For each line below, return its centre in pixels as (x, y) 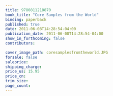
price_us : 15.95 (22, 71)
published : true (22, 24)
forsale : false (21, 57)
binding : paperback (26, 19)
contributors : (20, 43)
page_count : (18, 86)
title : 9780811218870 (28, 10)
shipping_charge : (24, 67)
